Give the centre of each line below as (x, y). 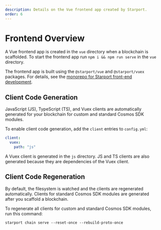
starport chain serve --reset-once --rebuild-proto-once (64, 223)
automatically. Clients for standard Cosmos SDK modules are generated (77, 194)
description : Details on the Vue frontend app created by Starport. (76, 10)
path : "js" (25, 147)
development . (19, 82)
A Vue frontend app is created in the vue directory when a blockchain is (77, 52)
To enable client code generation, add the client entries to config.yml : (76, 129)
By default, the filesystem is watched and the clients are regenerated (74, 188)
